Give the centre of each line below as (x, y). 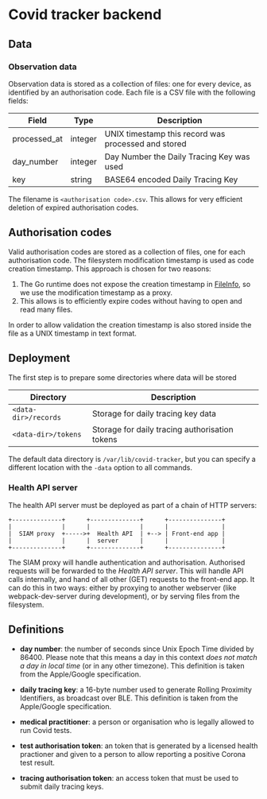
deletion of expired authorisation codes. (74, 208)
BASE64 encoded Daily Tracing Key (171, 179)
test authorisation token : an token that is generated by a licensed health (139, 746)
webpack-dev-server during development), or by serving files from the (124, 596)
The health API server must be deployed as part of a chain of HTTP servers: (132, 505)
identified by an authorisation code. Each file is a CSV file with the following (132, 92)
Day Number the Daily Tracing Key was (177, 157)
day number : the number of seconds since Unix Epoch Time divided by (137, 649)
